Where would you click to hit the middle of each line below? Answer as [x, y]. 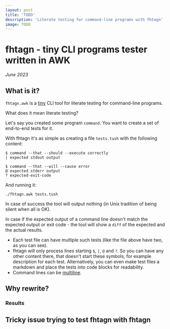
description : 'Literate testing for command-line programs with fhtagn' [84, 19]
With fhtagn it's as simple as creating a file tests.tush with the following [81, 138]
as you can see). [30, 245]
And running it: [21, 185]
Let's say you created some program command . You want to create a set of [82, 123]
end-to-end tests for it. [29, 128]
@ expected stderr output [33, 171]
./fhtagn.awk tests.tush [32, 194]
